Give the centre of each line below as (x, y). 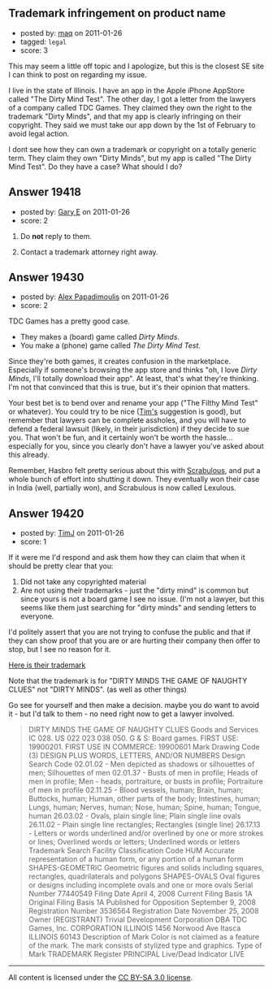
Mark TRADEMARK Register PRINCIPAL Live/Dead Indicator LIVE (136, 954)
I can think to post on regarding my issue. (78, 74)
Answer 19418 (45, 192)
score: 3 (34, 50)
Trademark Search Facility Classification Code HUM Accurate (132, 851)
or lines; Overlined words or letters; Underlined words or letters (134, 842)
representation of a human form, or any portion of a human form (136, 859)
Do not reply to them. (56, 236)
